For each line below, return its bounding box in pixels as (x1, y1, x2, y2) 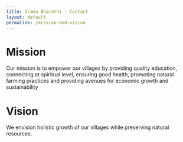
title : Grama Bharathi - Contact (6, 8, 89, 15)
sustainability (6, 83, 38, 91)
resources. (6, 130, 32, 137)
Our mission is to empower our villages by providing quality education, (6, 64, 178, 72)
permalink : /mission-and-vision (6, 20, 86, 25)
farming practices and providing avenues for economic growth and (6, 78, 169, 85)
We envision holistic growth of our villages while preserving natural (6, 124, 169, 131)
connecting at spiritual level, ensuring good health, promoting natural (6, 71, 174, 78)
